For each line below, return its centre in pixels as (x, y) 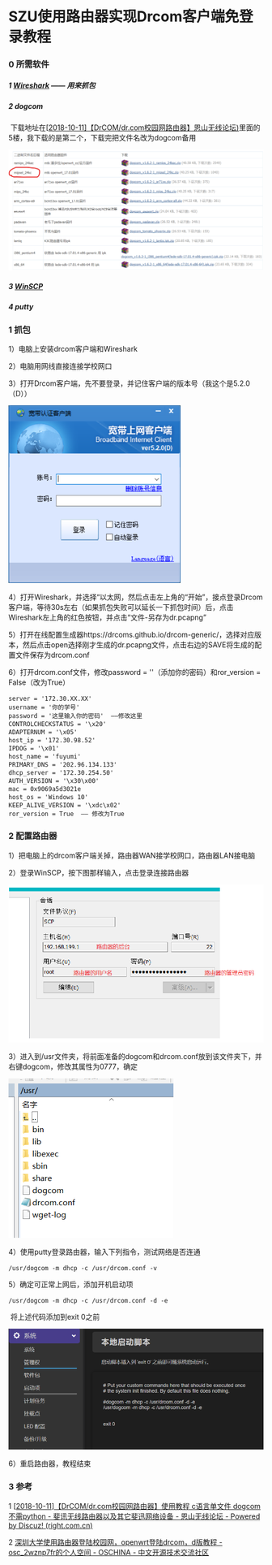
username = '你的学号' (44, 707)
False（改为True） (39, 682)
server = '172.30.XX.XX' (50, 699)
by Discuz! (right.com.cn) (51, 1525)
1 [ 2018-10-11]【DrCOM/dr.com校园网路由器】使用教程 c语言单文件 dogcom (135, 1506)
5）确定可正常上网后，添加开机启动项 (71, 1284)
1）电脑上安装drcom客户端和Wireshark (73, 348)
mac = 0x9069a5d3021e (45, 789)
